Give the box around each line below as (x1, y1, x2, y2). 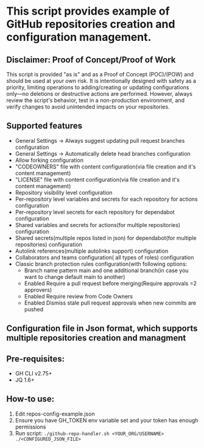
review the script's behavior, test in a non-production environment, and (6, 96, 185, 104)
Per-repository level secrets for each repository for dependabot (15, 208, 175, 215)
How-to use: (6, 394, 55, 404)
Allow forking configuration (15, 156, 84, 164)
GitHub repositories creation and (6, 17, 175, 31)
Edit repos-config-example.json (15, 410, 96, 417)
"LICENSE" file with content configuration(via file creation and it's (15, 176, 180, 183)
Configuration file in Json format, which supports (6, 323, 198, 334)
